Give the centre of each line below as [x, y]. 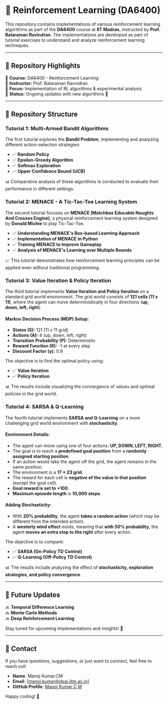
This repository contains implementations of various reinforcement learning [83, 24]
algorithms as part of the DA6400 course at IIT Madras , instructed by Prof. [83, 29]
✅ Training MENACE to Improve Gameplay [57, 244]
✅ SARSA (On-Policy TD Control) [47, 551]
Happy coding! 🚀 [22, 696]
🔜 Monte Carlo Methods [31, 612]
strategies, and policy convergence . [43, 574]
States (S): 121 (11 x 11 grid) [40, 330]
